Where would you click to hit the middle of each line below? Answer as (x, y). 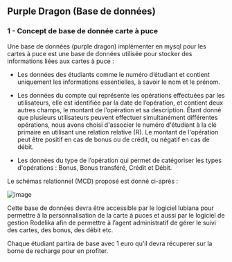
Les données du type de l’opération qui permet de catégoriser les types (119, 160)
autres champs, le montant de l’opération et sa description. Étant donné (119, 110)
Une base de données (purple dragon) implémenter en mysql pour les (107, 46)
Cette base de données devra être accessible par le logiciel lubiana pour (110, 208)
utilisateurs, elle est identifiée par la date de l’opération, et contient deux (120, 103)
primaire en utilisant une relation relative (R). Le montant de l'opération (118, 132)
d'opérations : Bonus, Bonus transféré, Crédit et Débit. (95, 167)
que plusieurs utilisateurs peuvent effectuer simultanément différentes (117, 117)
